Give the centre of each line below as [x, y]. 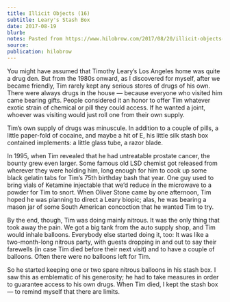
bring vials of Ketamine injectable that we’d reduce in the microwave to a [110, 185]
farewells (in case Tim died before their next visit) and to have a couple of [111, 249]
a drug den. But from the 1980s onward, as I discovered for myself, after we [114, 78]
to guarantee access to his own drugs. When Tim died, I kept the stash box [113, 284]
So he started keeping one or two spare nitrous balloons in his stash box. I [112, 269]
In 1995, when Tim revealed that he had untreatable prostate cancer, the [108, 155]
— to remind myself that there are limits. [64, 291]
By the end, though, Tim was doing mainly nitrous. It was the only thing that [114, 220]
